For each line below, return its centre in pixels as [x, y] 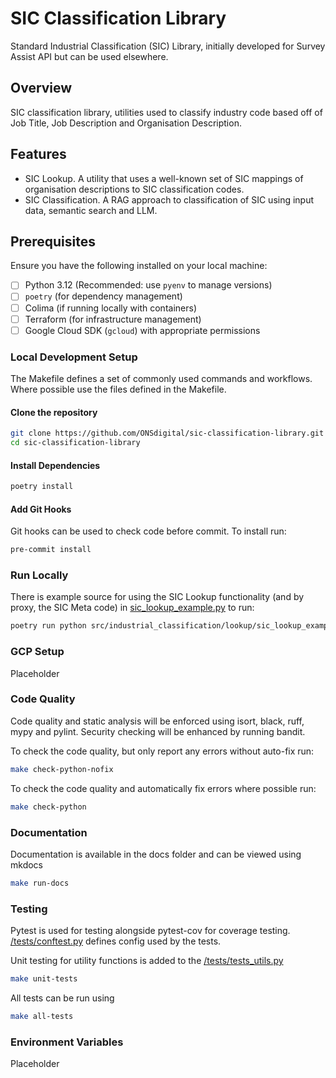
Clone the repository [54, 412]
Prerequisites [53, 241]
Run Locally [39, 575]
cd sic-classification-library [75, 443]
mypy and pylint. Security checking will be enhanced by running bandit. [158, 731]
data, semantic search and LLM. [91, 210]
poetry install [42, 487]
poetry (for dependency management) [103, 296]
